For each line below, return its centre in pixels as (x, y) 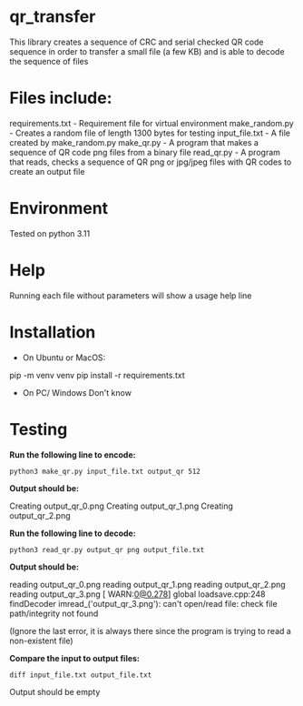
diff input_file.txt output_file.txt (81, 675)
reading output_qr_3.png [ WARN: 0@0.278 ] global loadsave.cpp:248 (137, 594)
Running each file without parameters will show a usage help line (131, 295)
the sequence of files (49, 61)
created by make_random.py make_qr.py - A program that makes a (134, 142)
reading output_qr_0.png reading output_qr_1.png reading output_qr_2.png (147, 584)
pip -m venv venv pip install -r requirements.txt (98, 375)
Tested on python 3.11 (50, 233)
